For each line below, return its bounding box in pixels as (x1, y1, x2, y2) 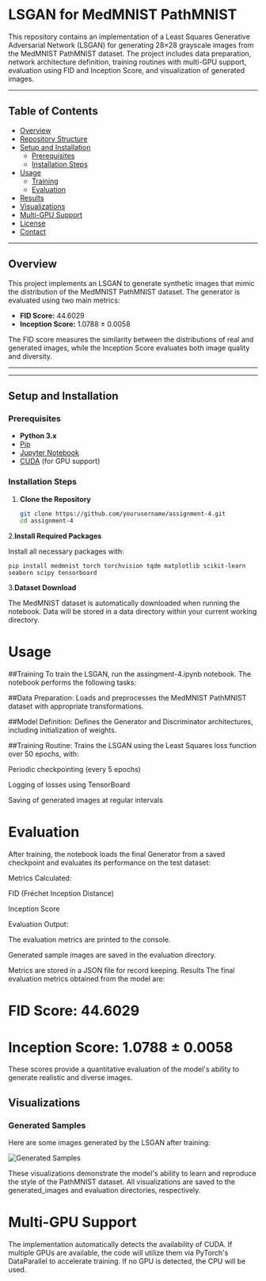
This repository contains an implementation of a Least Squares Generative (8, 32, 251, 41)
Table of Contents (8, 105, 99, 118)
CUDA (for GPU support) (19, 457, 101, 466)
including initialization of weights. (8, 725, 117, 735)
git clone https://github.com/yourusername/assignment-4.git (19, 510, 226, 518)
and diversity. (8, 351, 53, 361)
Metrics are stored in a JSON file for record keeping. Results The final (8, 966, 235, 975)
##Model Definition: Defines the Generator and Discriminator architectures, (8, 717, 253, 727)
